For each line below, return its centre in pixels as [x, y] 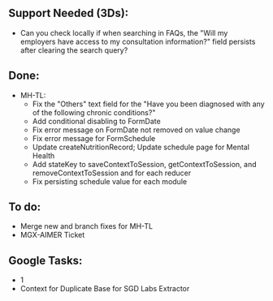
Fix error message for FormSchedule [94, 138]
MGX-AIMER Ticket [52, 235]
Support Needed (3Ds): [69, 13]
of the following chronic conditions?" [94, 112]
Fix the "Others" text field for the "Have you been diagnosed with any [149, 104]
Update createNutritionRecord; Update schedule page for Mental [141, 147]
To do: [25, 207]
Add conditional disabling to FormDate [96, 121]
